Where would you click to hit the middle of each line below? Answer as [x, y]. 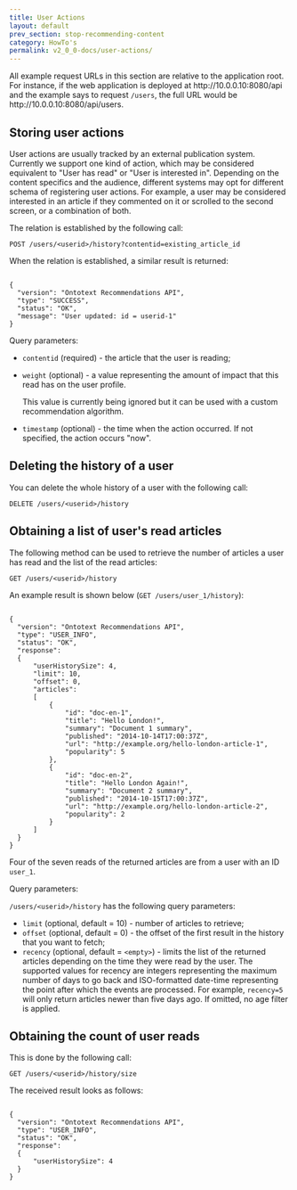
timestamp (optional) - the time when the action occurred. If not [137, 428]
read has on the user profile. [74, 384]
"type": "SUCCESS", [53, 300]
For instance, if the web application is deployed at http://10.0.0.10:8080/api [146, 86]
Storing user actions [67, 132]
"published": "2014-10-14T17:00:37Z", [137, 736]
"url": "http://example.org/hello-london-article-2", [167, 806]
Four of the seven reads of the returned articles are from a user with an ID [144, 862]
